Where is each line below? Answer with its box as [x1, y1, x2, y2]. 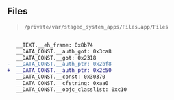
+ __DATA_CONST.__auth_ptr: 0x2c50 [7, 67, 112, 74]
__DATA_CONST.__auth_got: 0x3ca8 [16, 48, 112, 55]
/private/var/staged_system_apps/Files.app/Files [23, 23, 169, 30]
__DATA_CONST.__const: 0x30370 [16, 73, 106, 81]
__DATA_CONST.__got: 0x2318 [16, 54, 97, 61]
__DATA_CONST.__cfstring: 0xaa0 [16, 80, 109, 87]
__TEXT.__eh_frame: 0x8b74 [16, 41, 94, 49]
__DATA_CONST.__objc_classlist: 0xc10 [16, 86, 127, 93]
